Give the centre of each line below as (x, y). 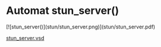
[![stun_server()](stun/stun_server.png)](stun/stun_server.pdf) (81, 27)
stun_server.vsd (25, 38)
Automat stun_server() (62, 11)
